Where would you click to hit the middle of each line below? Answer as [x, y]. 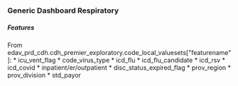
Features [21, 27]
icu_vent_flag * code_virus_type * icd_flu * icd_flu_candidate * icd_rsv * [122, 60]
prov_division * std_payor [44, 75]
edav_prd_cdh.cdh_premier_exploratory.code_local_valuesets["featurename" [119, 52]
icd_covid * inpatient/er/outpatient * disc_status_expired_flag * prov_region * [119, 67]
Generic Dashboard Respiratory [63, 11]
